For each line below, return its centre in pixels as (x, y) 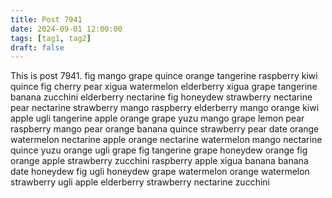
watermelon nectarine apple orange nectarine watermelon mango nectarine (166, 140)
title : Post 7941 (46, 19)
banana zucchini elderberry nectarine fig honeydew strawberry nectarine (161, 97)
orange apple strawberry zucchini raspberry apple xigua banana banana (159, 161)
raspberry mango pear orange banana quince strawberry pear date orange (165, 129)
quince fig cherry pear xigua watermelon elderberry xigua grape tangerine (164, 87)
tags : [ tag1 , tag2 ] (51, 38)
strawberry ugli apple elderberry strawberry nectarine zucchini (140, 182)
